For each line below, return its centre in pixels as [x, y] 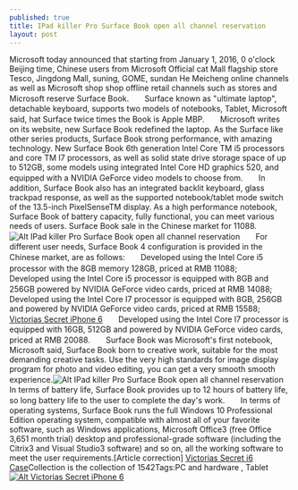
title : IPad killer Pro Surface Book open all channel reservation [138, 26]
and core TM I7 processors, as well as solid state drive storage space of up [148, 158]
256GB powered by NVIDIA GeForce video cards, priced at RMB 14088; [141, 289]
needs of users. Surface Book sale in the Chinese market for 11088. [133, 226]
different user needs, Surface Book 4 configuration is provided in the [136, 247]
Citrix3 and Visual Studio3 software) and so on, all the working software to [146, 449]
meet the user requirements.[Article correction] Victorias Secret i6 [131, 458]
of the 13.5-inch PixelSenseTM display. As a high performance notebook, [143, 207]
